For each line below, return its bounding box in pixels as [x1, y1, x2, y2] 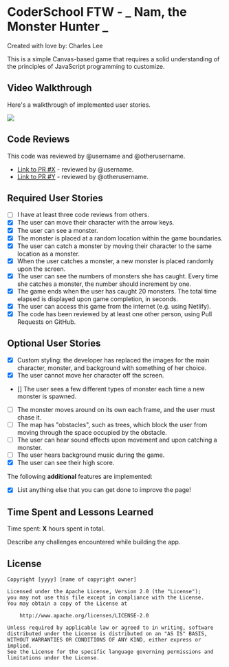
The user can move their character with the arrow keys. [17, 218, 175, 227]
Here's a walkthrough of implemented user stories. [7, 101, 151, 109]
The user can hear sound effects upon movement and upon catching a [17, 435, 218, 444]
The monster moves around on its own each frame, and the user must [17, 405, 215, 413]
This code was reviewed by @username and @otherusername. [7, 152, 186, 160]
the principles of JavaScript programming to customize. [7, 62, 165, 70]
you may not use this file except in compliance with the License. [7, 594, 205, 601]
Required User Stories [7, 192, 103, 204]
